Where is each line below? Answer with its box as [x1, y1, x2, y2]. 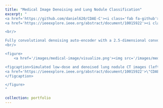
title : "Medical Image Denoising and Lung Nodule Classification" [5, 7, 142, 12]
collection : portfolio [5, 95, 51, 101]
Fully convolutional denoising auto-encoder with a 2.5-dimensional [5, 38, 147, 43]
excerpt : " [5, 12, 27, 16]
